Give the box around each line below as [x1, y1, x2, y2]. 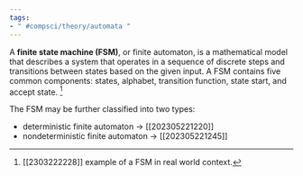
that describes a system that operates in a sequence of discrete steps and [9, 56, 286, 67]
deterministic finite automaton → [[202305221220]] [22, 121, 215, 132]
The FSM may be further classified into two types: [9, 104, 196, 115]
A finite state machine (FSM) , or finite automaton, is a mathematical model [9, 46, 289, 57]
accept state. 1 [9, 85, 63, 97]
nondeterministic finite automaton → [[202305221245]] [22, 131, 228, 142]
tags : [9, 13, 30, 23]
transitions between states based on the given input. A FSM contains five [9, 65, 281, 77]
